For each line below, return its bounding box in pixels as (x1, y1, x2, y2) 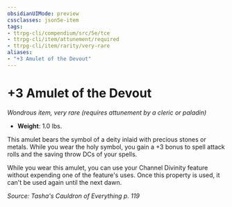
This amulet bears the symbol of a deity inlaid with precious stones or (7, 135, 206, 143)
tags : (7, 23, 23, 30)
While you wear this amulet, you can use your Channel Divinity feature (7, 163, 208, 172)
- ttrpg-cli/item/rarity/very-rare (7, 42, 110, 49)
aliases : (7, 49, 33, 56)
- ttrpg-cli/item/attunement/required (7, 36, 119, 43)
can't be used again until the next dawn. (7, 178, 122, 186)
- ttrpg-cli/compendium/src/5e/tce (7, 29, 110, 37)
